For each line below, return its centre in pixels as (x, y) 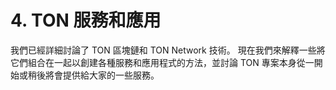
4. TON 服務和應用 (86, 20)
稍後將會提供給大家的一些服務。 (93, 75)
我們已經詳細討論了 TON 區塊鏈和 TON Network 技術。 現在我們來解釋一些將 (168, 50)
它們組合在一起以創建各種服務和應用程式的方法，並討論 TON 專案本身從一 (162, 62)
